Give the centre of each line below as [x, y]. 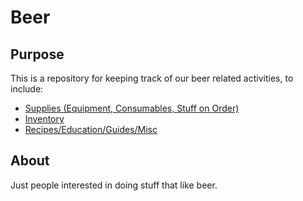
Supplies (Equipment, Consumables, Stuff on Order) [132, 108]
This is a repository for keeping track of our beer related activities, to [152, 78]
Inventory [44, 119]
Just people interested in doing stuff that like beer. [114, 185]
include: [27, 89]
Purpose [37, 54]
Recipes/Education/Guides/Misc [91, 129]
